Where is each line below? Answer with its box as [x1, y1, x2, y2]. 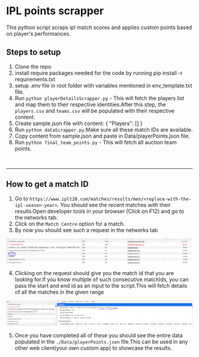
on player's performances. [6, 30, 71, 37]
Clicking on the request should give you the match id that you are [14, 269, 174, 276]
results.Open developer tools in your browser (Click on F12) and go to [14, 208, 185, 215]
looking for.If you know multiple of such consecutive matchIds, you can [14, 276, 189, 283]
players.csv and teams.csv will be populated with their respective [14, 107, 175, 114]
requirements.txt [14, 75, 56, 82]
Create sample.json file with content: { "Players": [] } [14, 120, 143, 127]
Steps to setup [6, 47, 61, 58]
